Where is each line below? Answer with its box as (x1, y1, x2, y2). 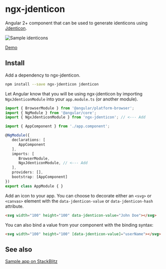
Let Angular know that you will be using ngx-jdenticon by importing (5, 90, 143, 96)
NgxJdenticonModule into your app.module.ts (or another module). (5, 96, 138, 102)
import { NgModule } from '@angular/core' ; (5, 110, 97, 115)
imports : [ (11, 151, 35, 156)
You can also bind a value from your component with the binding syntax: (5, 222, 154, 228)
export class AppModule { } (5, 183, 64, 188)
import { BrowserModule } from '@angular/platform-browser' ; (5, 105, 135, 110)
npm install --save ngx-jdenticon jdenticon (5, 82, 99, 87)
